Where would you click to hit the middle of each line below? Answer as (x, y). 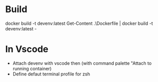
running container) (32, 68)
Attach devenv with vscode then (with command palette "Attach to (82, 63)
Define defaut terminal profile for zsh (51, 74)
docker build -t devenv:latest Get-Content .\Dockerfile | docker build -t (79, 23)
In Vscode (27, 49)
